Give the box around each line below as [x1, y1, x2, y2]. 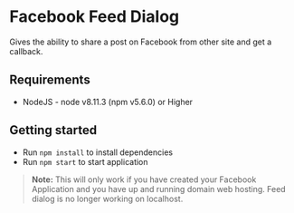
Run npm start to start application [22, 156, 148, 167]
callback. [9, 45, 43, 56]
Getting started [9, 122, 98, 138]
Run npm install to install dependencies [22, 147, 174, 158]
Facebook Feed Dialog [9, 6, 180, 27]
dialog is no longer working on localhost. [31, 193, 184, 204]
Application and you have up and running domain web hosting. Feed [31, 183, 287, 194]
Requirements [9, 73, 90, 88]
